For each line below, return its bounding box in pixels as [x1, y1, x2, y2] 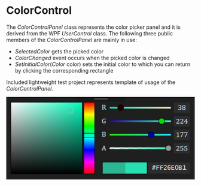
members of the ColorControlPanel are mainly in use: [6, 36, 138, 43]
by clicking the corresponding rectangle [14, 67, 114, 74]
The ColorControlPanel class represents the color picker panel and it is [6, 23, 181, 31]
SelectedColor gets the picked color [14, 47, 103, 55]
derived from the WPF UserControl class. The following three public [6, 29, 173, 37]
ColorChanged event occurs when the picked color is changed [14, 54, 170, 61]
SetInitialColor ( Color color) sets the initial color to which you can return [14, 61, 190, 68]
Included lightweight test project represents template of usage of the [6, 79, 176, 86]
